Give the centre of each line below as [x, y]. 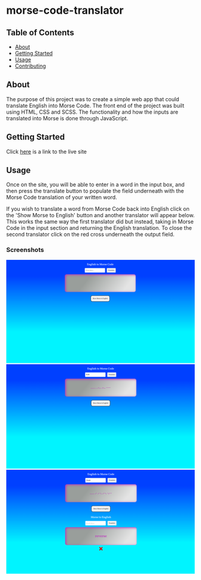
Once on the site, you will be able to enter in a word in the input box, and [95, 185]
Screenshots [25, 250]
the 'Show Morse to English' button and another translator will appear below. [100, 215]
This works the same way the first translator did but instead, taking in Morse [100, 221]
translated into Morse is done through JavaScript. [67, 118]
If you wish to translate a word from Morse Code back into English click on [98, 209]
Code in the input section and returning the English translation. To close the [99, 228]
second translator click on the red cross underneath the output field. [90, 235]
